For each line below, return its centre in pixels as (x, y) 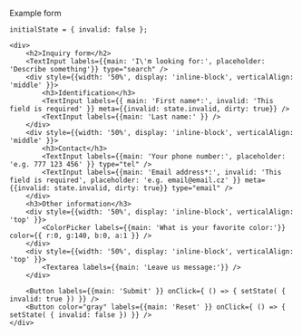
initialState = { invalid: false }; (78, 30)
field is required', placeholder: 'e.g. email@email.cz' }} (126, 180)
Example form (35, 13)
